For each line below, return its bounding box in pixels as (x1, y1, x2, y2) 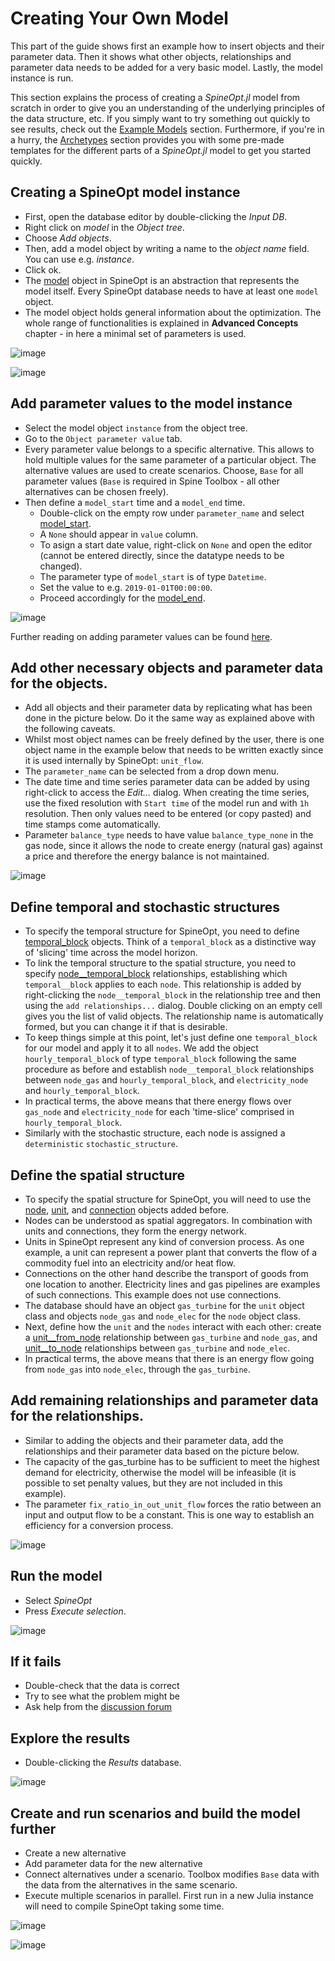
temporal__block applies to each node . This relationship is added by (24, 978, 302, 991)
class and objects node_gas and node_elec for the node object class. (24, 1310, 301, 1322)
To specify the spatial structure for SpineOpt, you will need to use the (24, 1193, 312, 1205)
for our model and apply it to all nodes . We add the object (24, 1042, 259, 1054)
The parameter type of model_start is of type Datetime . (39, 570, 267, 582)
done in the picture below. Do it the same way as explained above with (24, 712, 315, 724)
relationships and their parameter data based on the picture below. (24, 1445, 300, 1457)
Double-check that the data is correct (24, 1680, 180, 1692)
